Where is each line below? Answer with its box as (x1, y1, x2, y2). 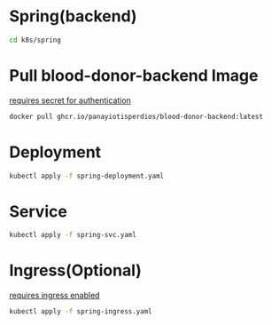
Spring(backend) (9, 6, 137, 27)
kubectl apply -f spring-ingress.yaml (9, 307, 152, 316)
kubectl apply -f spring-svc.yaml (9, 231, 137, 240)
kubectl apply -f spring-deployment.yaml (9, 171, 165, 180)
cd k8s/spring (9, 36, 62, 44)
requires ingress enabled (9, 290, 100, 301)
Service (9, 202, 68, 221)
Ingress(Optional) (9, 260, 142, 281)
